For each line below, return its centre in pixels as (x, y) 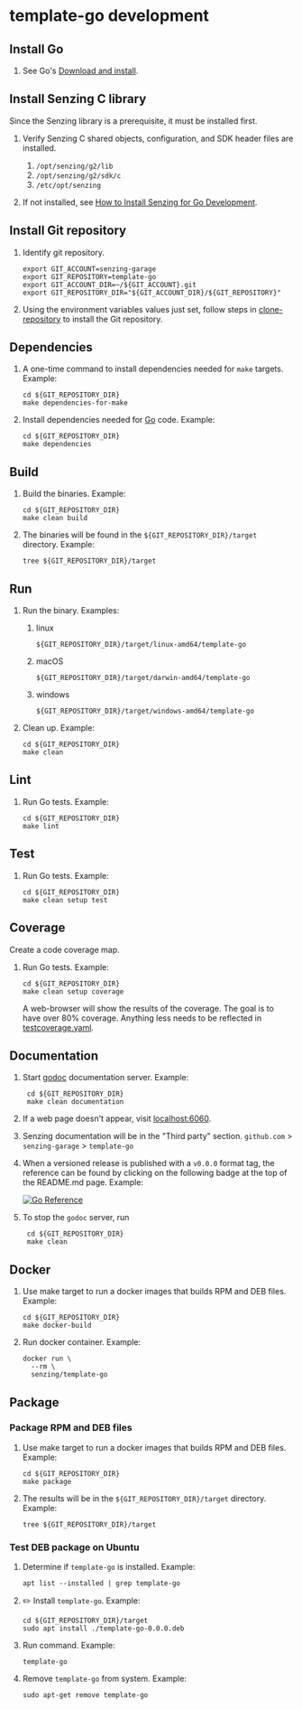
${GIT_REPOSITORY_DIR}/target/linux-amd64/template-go (141, 645)
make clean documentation (75, 1102)
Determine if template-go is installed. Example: (109, 1567)
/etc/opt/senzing (69, 185)
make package (47, 1481)
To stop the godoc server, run (76, 1218)
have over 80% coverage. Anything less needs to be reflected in (142, 1018)
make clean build (55, 518)
